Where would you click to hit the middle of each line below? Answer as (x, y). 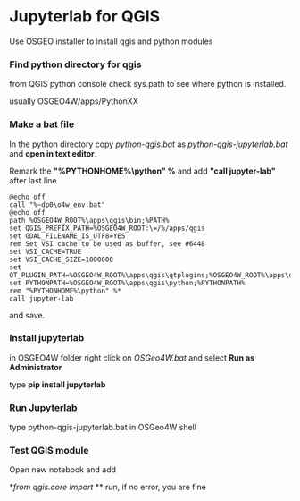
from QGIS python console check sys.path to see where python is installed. (148, 84)
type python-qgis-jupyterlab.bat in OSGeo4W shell (103, 428)
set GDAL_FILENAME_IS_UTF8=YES (67, 236)
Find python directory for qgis (75, 64)
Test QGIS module (49, 451)
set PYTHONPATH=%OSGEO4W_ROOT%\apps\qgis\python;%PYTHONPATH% (127, 283)
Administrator (36, 367)
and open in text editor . (53, 153)
